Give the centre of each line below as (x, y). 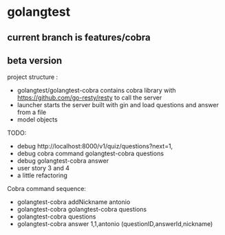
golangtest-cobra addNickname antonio (74, 202)
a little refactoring (42, 175)
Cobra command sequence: (46, 189)
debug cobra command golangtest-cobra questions (90, 154)
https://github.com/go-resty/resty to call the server (89, 98)
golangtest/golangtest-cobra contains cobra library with (97, 91)
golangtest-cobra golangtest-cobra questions (82, 210)
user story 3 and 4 (43, 168)
